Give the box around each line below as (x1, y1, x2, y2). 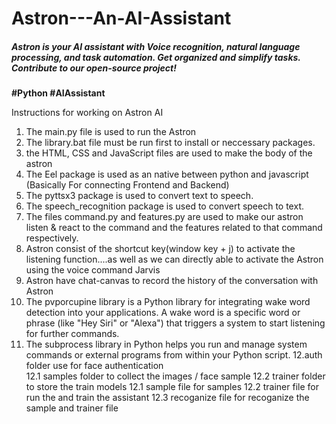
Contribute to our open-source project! (11, 62, 177, 74)
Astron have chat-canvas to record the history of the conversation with (25, 275, 319, 287)
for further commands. (25, 328, 120, 340)
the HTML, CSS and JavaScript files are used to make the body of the (25, 147, 313, 159)
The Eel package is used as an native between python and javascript (25, 168, 309, 181)
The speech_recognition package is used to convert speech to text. (25, 200, 304, 212)
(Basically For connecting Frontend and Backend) (25, 179, 230, 191)
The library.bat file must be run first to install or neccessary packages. (25, 137, 316, 149)
